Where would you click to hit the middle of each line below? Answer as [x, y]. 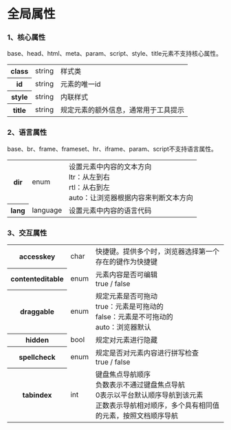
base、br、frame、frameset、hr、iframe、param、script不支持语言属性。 [112, 149]
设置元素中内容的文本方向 [110, 166]
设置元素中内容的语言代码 [110, 211]
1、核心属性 [26, 37]
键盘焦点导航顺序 [123, 374]
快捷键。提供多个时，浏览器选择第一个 [157, 252]
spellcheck [37, 357]
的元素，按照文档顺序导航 [137, 416]
